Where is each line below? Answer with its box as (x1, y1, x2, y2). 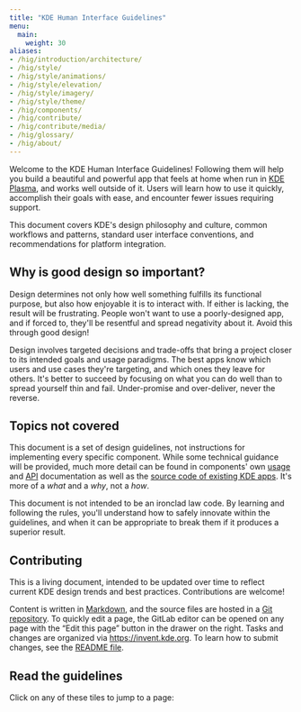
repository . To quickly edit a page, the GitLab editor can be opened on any (9, 614, 285, 625)
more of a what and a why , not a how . (9, 480, 150, 491)
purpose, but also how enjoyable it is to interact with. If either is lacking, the (9, 298, 289, 309)
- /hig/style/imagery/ (9, 88, 94, 97)
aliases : (9, 47, 42, 56)
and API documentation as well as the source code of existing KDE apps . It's (9, 470, 292, 482)
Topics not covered (9, 418, 120, 434)
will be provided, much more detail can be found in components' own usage (9, 461, 291, 472)
